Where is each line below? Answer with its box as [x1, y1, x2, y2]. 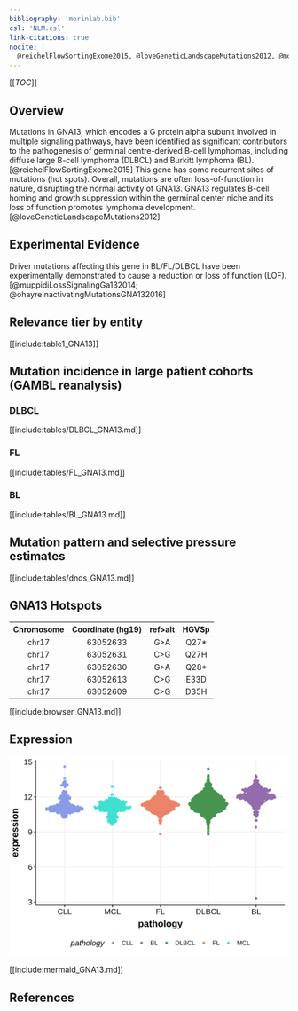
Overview [9, 103, 65, 118]
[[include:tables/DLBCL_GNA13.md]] [9, 424, 142, 435]
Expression [9, 732, 73, 747]
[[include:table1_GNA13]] [9, 338, 99, 349]
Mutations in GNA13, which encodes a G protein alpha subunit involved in [9, 126, 277, 137]
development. [145, 201, 196, 212]
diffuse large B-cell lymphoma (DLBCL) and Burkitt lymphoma [9, 154, 235, 165]
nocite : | [9, 43, 46, 51]
